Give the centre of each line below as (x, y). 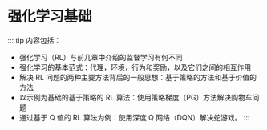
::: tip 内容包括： (34, 40)
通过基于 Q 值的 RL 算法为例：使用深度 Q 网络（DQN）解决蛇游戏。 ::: (134, 117)
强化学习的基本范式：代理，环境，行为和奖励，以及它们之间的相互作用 (135, 67)
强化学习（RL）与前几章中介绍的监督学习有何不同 (101, 57)
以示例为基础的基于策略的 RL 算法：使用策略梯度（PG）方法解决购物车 (136, 97)
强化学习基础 (50, 16)
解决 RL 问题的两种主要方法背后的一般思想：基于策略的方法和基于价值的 (138, 77)
